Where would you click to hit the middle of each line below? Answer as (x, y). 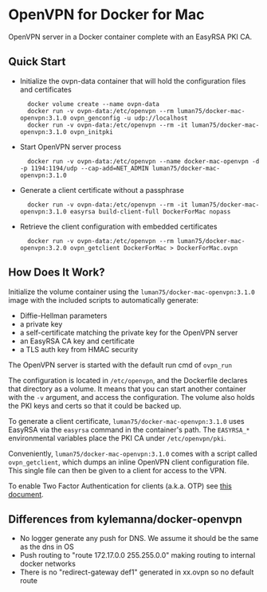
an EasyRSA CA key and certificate (77, 341)
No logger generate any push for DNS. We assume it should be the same (139, 539)
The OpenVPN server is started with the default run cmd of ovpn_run (120, 365)
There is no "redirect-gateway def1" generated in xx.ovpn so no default (137, 572)
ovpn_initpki (92, 132)
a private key (41, 323)
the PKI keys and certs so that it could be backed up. (95, 406)
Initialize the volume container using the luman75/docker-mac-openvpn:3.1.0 (132, 292)
